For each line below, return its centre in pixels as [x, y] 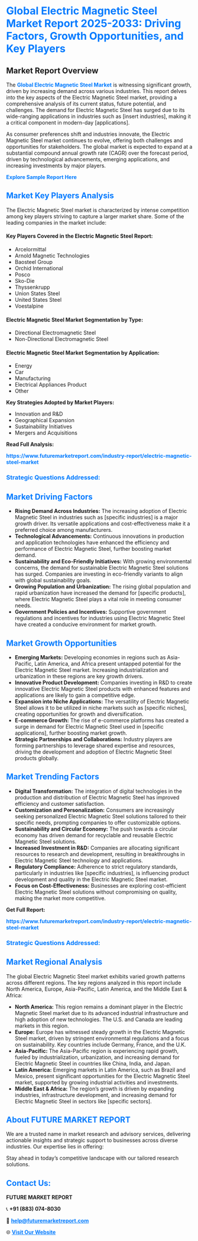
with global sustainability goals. [53, 580]
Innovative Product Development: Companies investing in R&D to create [103, 682]
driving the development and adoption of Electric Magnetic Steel [93, 752]
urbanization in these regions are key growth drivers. [79, 676]
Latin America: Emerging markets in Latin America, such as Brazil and [100, 1070]
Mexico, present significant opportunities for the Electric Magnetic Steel [102, 1076]
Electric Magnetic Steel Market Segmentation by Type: [75, 320]
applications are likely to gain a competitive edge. [75, 695]
